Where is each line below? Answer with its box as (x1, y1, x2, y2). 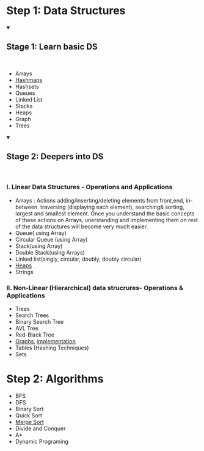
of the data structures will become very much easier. (15, 223, 148, 230)
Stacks (15, 102, 33, 110)
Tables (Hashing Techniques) (15, 344, 89, 352)
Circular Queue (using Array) (15, 236, 88, 243)
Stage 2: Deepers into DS (6, 151, 104, 162)
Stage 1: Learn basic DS (6, 42, 98, 52)
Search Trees (15, 311, 49, 319)
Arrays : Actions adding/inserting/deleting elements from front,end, (15, 196, 185, 204)
